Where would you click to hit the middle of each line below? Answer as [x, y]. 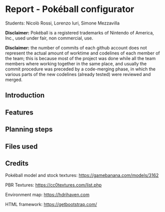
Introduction [25, 95]
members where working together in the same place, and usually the [76, 63]
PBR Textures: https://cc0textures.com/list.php [53, 185]
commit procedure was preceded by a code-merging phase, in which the [80, 69]
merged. [14, 79]
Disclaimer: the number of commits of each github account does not [76, 47]
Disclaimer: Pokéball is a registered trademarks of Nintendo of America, [79, 32]
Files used [21, 146]
